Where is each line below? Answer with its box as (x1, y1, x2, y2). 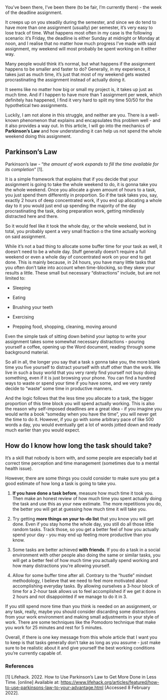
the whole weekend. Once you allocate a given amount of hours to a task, (5, 186, 156, 192)
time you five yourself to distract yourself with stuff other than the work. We (5, 364, 161, 370)
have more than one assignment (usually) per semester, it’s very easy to (5, 24, 153, 30)
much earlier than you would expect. (5, 427, 81, 433)
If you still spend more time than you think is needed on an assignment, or (5, 603, 157, 609)
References (5, 662, 34, 669)
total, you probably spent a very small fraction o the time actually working (5, 228, 157, 234)
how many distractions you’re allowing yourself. (12, 562, 111, 568)
